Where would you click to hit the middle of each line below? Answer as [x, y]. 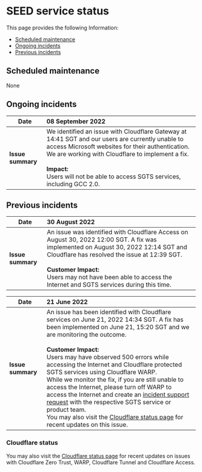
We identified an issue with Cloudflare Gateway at [116, 132]
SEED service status [58, 11]
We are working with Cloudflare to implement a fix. [118, 154]
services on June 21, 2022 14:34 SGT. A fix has [115, 319]
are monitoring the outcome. [87, 334]
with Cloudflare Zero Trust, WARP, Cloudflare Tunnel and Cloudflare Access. [101, 462]
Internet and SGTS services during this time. [109, 285]
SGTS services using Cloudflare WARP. [102, 372]
